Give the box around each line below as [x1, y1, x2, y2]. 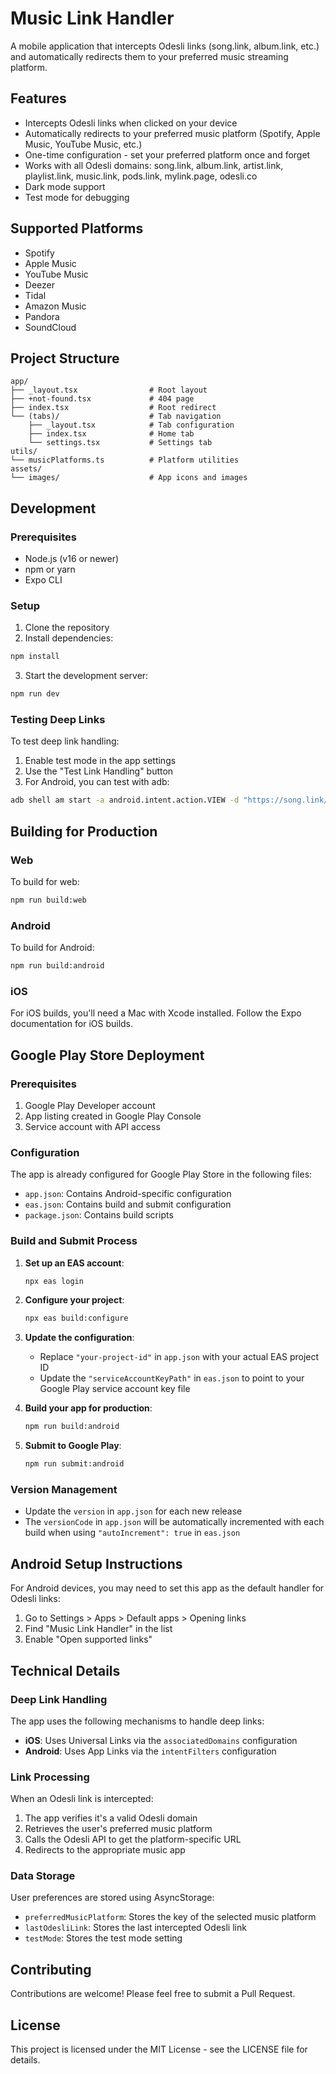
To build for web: [10, 875, 80, 887]
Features [10, 90, 67, 107]
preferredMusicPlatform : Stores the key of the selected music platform [24, 1911, 317, 1923]
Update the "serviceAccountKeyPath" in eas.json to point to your [39, 1372, 305, 1384]
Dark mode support [24, 180, 106, 192]
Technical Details [10, 1662, 121, 1679]
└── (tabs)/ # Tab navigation [10, 412, 222, 422]
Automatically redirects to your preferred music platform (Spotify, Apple [24, 127, 321, 139]
